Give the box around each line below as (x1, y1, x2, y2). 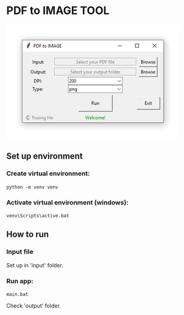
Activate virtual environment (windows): (6, 198, 129, 206)
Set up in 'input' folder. (6, 261, 64, 269)
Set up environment (6, 151, 83, 162)
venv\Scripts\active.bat (6, 212, 69, 219)
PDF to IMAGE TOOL (6, 4, 110, 18)
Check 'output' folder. (6, 302, 61, 309)
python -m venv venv (6, 184, 59, 190)
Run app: (6, 277, 34, 285)
